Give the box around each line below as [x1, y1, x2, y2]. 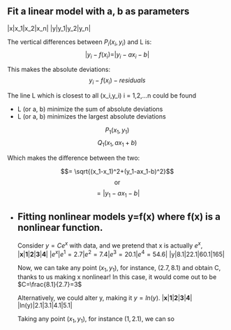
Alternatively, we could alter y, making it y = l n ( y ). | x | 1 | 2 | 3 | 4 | [17, 293, 193, 302]
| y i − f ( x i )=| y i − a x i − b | [84, 50, 150, 60]
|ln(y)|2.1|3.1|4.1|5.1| [17, 301, 73, 309]
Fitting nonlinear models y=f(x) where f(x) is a [17, 211, 221, 223]
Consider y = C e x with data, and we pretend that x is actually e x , [17, 240, 203, 250]
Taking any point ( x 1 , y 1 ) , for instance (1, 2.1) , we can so [17, 314, 174, 324]
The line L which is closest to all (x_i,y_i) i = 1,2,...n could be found [7, 91, 197, 100]
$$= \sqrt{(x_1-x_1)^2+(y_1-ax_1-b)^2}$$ [60, 167, 174, 175]
